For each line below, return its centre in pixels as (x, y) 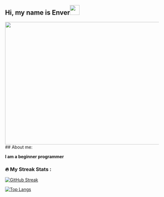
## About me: (19, 147)
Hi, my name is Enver (38, 13)
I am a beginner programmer (35, 156)
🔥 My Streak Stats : (28, 169)
